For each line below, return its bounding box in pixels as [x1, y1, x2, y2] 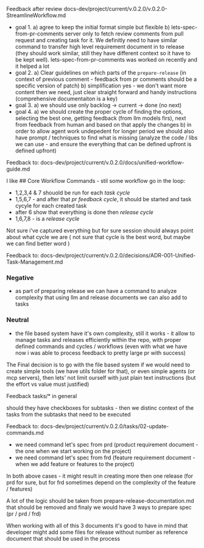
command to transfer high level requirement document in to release [15, 43, 185, 50]
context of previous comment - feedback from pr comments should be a [15, 76, 197, 83]
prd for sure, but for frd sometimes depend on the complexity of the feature [6, 478, 196, 486]
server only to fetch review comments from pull [65, 30, 184, 37]
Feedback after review [6, 6, 63, 12]
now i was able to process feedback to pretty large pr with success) [15, 349, 186, 357]
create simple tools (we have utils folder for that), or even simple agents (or [6, 367, 195, 375]
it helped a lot [15, 62, 50, 70]
